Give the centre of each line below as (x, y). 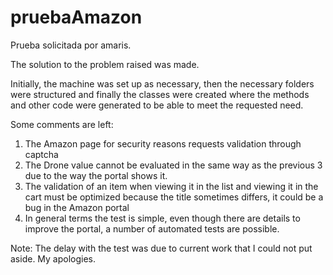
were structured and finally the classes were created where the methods (160, 94)
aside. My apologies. (53, 258)
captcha (41, 154)
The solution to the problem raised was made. (105, 64)
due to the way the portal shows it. (96, 175)
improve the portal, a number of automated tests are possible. (152, 228)
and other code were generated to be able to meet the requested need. (157, 105)
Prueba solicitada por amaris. (71, 45)
